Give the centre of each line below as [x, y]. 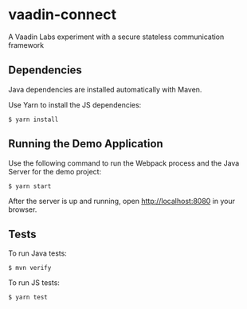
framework [26, 45]
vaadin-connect [63, 15]
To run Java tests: [38, 253]
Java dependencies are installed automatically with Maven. [105, 89]
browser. [23, 209]
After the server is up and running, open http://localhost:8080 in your [122, 201]
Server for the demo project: [55, 171]
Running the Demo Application [86, 144]
